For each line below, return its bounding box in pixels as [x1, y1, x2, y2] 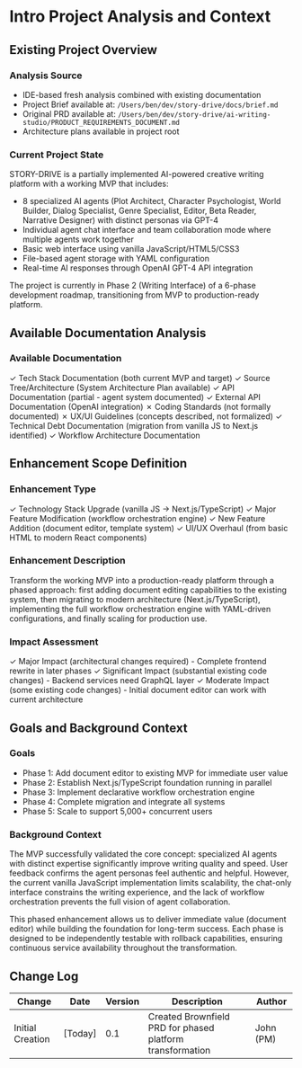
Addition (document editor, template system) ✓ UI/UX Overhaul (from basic [9, 522, 289, 533]
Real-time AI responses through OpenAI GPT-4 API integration [22, 263, 253, 273]
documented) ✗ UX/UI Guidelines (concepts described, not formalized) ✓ [9, 411, 283, 422]
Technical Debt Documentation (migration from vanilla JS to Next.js [9, 420, 259, 431]
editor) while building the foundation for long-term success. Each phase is [9, 923, 284, 934]
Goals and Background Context [9, 720, 188, 735]
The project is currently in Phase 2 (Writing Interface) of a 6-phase [9, 280, 256, 291]
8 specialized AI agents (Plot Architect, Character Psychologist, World [22, 196, 281, 207]
